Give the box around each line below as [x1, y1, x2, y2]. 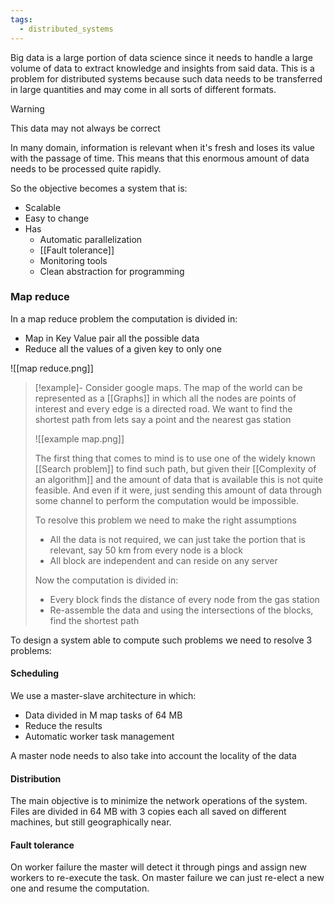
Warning [10, 102, 45, 115]
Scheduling [10, 667, 60, 680]
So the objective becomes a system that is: [10, 182, 188, 194]
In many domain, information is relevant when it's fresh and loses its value [10, 141, 315, 153]
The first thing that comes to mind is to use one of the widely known [34, 452, 316, 464]
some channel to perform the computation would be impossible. [34, 494, 299, 506]
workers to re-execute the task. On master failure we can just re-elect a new [10, 872, 325, 884]
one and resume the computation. [10, 882, 150, 895]
